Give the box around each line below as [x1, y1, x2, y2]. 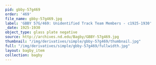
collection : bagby [5, 52, 43, 58]
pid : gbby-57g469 [5, 7, 41, 12]
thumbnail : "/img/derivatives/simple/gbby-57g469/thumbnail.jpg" [5, 39, 141, 44]
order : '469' [5, 12, 32, 17]
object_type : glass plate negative [5, 30, 78, 35]
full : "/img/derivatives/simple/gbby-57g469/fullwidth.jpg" [5, 43, 131, 48]
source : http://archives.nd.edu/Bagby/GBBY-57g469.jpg [5, 35, 119, 40]
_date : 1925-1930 [5, 25, 41, 30]
